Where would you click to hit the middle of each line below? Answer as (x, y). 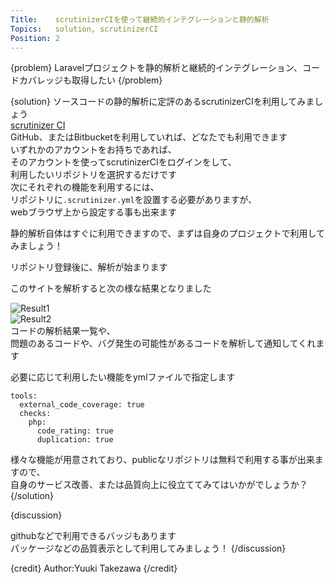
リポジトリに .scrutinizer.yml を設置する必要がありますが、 (134, 200)
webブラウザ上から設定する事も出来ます (93, 212)
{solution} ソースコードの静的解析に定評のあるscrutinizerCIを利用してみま (162, 102)
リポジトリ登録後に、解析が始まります (89, 267)
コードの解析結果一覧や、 (63, 331)
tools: (24, 396)
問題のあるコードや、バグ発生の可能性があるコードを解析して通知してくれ (163, 343)
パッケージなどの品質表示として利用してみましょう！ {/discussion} (148, 548)
